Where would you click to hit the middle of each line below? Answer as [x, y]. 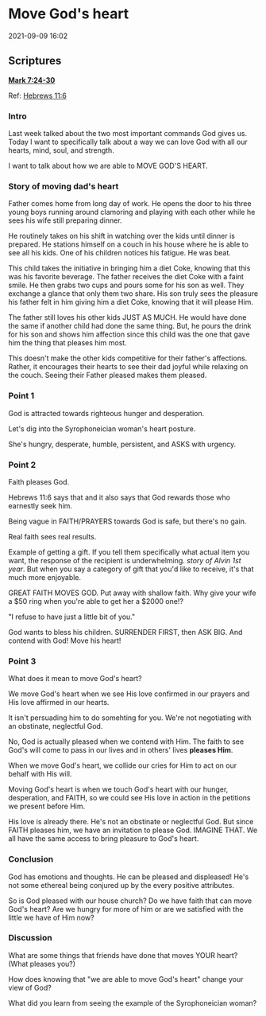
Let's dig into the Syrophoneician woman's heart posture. [102, 428]
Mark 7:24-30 [32, 80]
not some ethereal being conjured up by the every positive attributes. [121, 885]
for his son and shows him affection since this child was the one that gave [129, 334]
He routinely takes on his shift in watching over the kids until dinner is [122, 236]
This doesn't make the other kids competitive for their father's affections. [128, 358]
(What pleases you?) [42, 963]
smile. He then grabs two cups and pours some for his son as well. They [126, 285]
